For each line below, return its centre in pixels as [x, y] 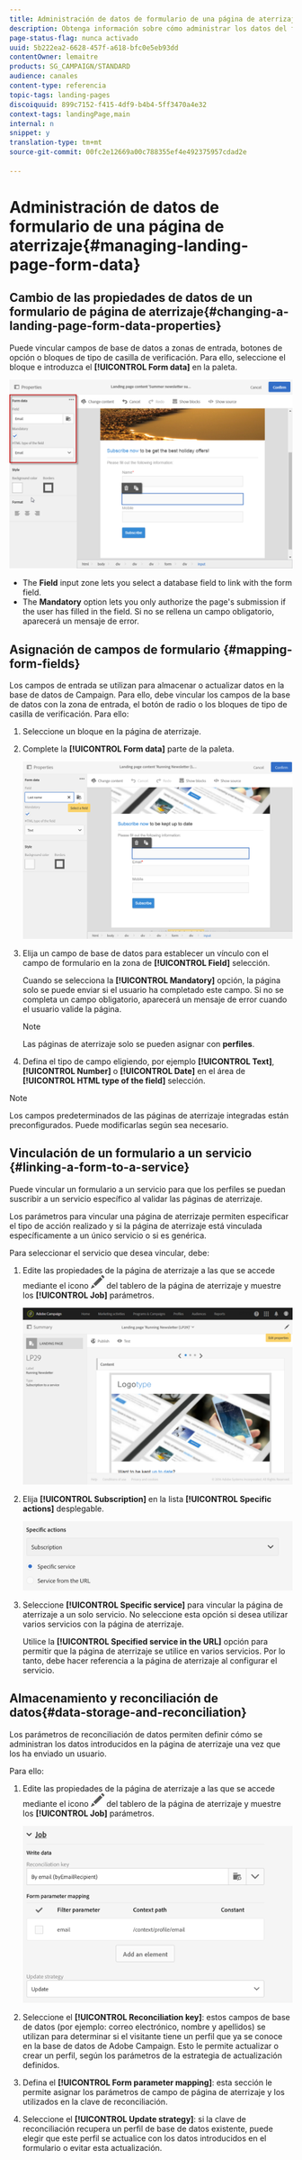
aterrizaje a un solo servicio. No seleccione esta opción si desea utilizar [155, 1615]
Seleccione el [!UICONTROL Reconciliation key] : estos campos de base [156, 2017]
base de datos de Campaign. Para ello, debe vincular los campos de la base [150, 695]
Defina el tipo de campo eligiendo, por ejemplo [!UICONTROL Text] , [148, 1061]
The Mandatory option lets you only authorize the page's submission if [154, 602]
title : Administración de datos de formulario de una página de [132, 19]
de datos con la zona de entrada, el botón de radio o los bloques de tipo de [148, 705]
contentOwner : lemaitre [54, 57]
